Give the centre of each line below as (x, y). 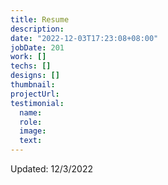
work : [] (28, 57)
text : (31, 141)
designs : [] (35, 76)
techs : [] (31, 66)
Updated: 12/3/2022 (51, 169)
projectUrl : (35, 94)
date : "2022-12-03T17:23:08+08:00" (84, 38)
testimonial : (37, 103)
